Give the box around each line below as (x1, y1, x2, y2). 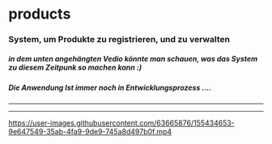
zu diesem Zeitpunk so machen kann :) (8, 62, 142, 72)
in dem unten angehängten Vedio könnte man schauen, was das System (8, 53, 258, 63)
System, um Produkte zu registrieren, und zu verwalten (8, 34, 231, 45)
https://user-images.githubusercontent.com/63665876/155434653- (8, 118, 235, 128)
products (8, 5, 71, 23)
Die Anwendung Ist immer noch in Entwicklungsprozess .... (8, 83, 212, 93)
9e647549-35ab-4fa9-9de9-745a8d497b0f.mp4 (8, 127, 172, 137)
